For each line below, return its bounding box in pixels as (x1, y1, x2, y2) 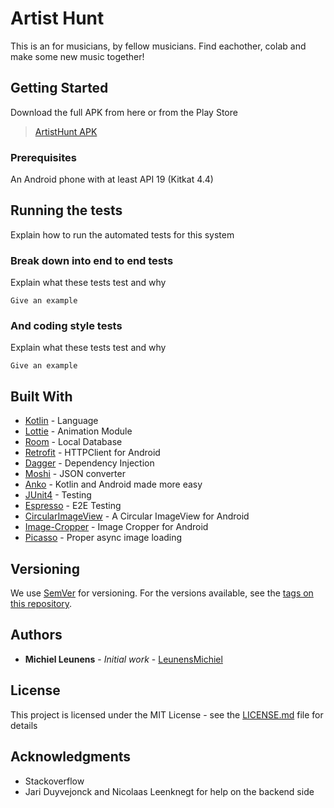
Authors (10, 627, 63, 644)
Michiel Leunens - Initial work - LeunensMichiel (24, 653, 223, 665)
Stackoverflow (24, 775, 85, 787)
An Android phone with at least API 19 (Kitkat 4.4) (10, 173, 214, 186)
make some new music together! (10, 50, 145, 62)
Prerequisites (10, 150, 77, 164)
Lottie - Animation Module (24, 425, 133, 437)
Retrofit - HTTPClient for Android (24, 447, 161, 459)
